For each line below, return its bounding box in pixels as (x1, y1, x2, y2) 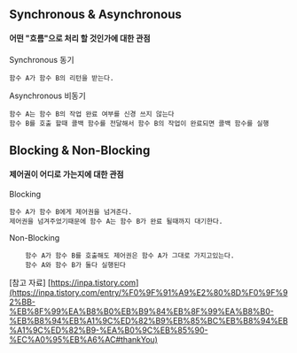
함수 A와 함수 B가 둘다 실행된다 (25, 261, 127, 270)
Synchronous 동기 (9, 54, 74, 65)
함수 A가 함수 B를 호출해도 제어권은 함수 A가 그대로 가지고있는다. (25, 251, 235, 260)
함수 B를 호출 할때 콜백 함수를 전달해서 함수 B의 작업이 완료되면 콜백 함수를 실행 (9, 119, 270, 127)
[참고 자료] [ (9, 278, 51, 288)
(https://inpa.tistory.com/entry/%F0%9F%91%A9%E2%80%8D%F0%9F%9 (9, 288, 288, 298)
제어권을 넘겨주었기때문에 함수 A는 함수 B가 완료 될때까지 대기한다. (9, 217, 223, 226)
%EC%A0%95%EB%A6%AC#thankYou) (9, 334, 158, 345)
